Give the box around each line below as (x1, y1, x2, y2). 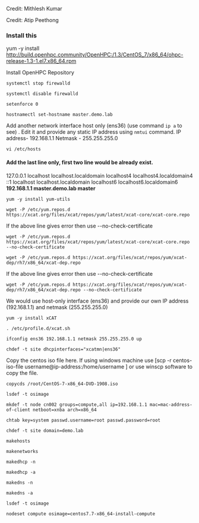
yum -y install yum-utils (6, 196, 70, 202)
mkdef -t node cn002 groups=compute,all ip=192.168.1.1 (6, 401, 147, 408)
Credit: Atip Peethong (6, 17, 59, 23)
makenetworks (6, 448, 39, 454)
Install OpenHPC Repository (6, 69, 74, 76)
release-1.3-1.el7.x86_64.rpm (6, 58, 77, 65)
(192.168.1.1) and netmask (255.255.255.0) (6, 303, 108, 311)
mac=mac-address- (149, 401, 193, 408)
